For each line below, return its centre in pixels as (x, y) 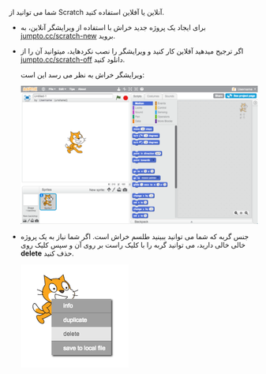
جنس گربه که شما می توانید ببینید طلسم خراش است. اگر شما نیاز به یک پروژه (135, 237)
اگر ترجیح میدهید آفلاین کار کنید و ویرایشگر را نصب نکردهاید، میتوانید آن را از (132, 51)
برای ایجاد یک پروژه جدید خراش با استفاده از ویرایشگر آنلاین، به (113, 27)
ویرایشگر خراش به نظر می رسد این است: (82, 75)
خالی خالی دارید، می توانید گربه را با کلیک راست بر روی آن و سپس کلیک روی (133, 245)
